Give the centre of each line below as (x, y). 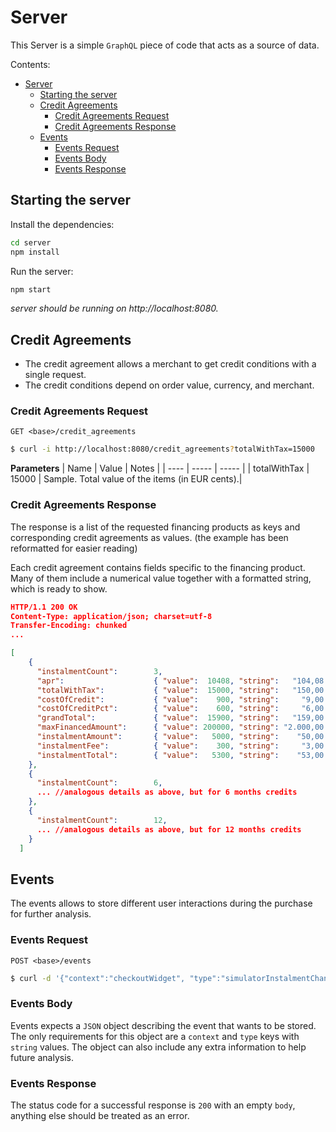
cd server (31, 242)
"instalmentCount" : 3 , (99, 671)
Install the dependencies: (62, 224)
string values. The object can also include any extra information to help (158, 1047)
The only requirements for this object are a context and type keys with (155, 1036)
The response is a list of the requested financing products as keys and (155, 527)
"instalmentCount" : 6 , (99, 783)
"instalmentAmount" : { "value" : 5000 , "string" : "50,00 (180, 737)
